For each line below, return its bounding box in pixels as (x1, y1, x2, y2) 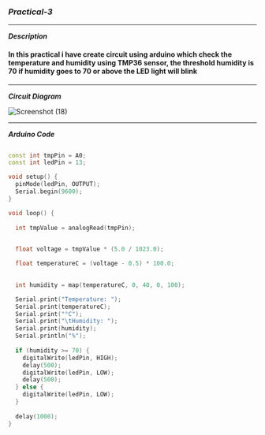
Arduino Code (8, 129, 55, 139)
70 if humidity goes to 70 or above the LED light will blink (8, 66, 198, 76)
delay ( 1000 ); (15, 412, 58, 420)
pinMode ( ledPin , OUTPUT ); (15, 180, 101, 188)
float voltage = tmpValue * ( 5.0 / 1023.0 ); (15, 245, 164, 254)
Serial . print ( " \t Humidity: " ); (15, 318, 118, 325)
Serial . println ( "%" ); (15, 332, 87, 340)
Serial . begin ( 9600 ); (15, 188, 83, 195)
